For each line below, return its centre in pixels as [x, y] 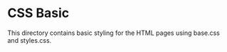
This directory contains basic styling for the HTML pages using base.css [114, 33]
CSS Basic [38, 13]
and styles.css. [30, 40]
